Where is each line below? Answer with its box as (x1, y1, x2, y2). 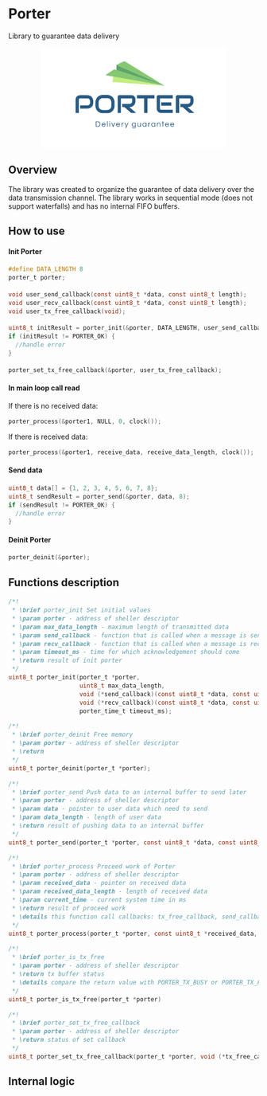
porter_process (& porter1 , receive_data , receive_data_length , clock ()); (8, 448, 254, 456)
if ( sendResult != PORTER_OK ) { (8, 501, 115, 509)
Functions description (8, 575, 119, 589)
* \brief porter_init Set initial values (11, 606, 151, 614)
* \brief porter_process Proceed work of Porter (11, 862, 176, 871)
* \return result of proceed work (11, 904, 126, 912)
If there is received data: (8, 432, 88, 441)
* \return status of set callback (11, 1036, 126, 1044)
